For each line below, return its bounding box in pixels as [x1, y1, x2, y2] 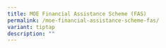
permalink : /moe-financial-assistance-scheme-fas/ [7, 17, 160, 24]
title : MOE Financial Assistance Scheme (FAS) [7, 10, 147, 18]
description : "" [7, 30, 55, 37]
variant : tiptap [7, 23, 55, 30]
